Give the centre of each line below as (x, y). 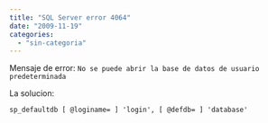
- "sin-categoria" (52, 43)
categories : (32, 34)
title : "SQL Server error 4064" (70, 18)
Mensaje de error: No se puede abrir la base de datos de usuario (134, 68)
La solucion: (32, 93)
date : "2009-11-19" (46, 26)
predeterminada (38, 77)
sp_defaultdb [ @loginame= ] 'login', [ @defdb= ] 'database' (129, 110)
